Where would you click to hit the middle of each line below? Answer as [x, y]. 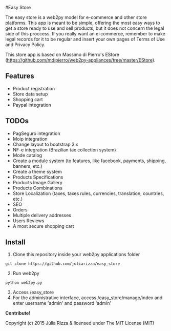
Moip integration [30, 139]
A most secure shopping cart [43, 226]
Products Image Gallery [37, 182]
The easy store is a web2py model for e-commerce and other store [76, 17]
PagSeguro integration [36, 133]
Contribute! [18, 313]
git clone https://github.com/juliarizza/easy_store [63, 264]
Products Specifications [38, 177]
